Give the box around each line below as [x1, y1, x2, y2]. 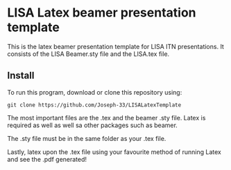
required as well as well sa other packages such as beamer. [7, 121, 178, 129]
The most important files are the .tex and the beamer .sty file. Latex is [7, 113, 206, 122]
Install [7, 70, 35, 82]
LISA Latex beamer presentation [7, 5, 196, 21]
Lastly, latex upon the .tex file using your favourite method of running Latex [7, 147, 222, 156]
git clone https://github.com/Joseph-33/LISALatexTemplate [7, 102, 182, 108]
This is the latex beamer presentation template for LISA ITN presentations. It [7, 42, 224, 50]
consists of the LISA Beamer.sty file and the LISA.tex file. [7, 50, 170, 58]
